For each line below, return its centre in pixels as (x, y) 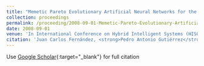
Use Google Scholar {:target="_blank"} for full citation (73, 57)
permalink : (20, 23)
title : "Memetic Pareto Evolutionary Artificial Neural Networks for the (102, 12)
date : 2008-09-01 (28, 28)
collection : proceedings (38, 17)
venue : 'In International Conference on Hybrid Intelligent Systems (95, 34)
